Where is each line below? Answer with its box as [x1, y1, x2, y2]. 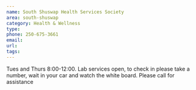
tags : [6, 49, 20, 55]
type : [6, 26, 20, 32]
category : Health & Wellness [6, 20, 81, 26]
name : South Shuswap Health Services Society [6, 9, 124, 15]
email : [6, 37, 23, 43]
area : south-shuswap [6, 15, 59, 21]
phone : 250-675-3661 [6, 32, 59, 38]
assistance [6, 78, 34, 85]
